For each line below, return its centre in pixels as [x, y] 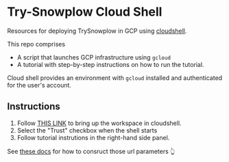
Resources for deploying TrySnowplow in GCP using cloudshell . [97, 31]
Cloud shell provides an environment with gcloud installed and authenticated [115, 78]
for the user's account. [39, 85]
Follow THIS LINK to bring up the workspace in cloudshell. [99, 123]
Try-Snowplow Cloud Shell [85, 12]
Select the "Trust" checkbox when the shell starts [87, 130]
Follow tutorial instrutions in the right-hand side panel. [93, 137]
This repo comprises [36, 44]
